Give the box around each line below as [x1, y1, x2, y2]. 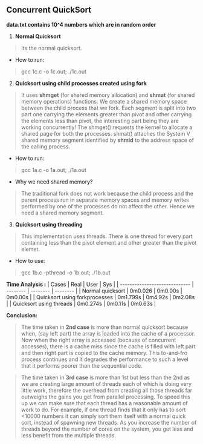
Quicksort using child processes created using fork [14, 79, 147, 87]
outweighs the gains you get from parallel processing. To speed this [21, 393, 190, 400]
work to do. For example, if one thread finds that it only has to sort [21, 406, 186, 413]
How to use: [14, 257, 45, 264]
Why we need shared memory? [14, 178, 93, 185]
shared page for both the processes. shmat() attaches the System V [21, 130, 190, 137]
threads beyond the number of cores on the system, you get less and [21, 425, 193, 432]
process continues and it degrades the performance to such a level [21, 356, 188, 363]
